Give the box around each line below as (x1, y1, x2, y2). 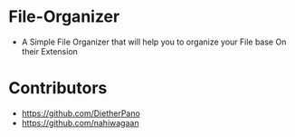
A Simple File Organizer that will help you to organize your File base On (21, 36, 287, 47)
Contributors (8, 78, 108, 99)
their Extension (21, 45, 79, 56)
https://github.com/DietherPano (21, 107, 141, 119)
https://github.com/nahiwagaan (21, 117, 139, 128)
